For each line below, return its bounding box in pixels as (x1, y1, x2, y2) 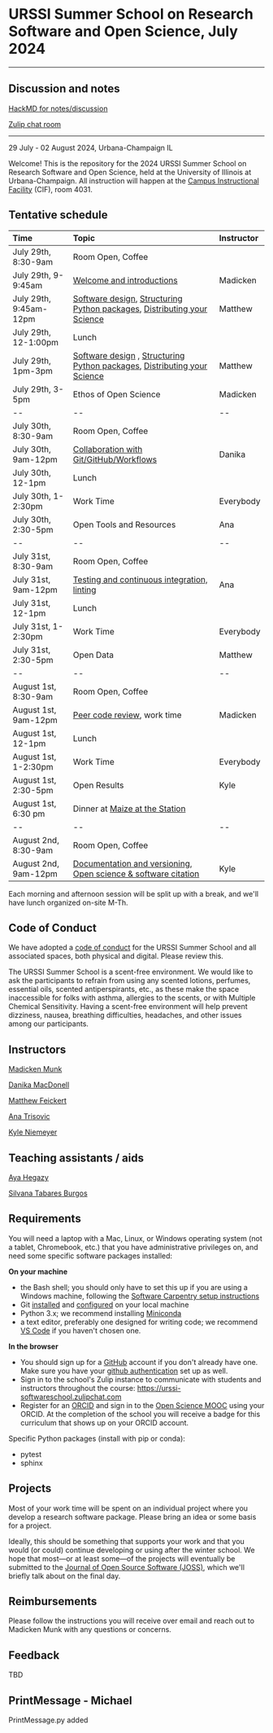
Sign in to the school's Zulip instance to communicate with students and (19, 1374, 262, 1384)
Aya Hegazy (8, 1173, 49, 1182)
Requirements (8, 1212, 81, 1226)
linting (72, 584, 97, 595)
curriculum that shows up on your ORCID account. (19, 1418, 189, 1428)
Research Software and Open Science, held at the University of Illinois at (8, 167, 252, 177)
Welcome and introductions (72, 274, 178, 286)
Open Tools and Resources (72, 519, 176, 530)
